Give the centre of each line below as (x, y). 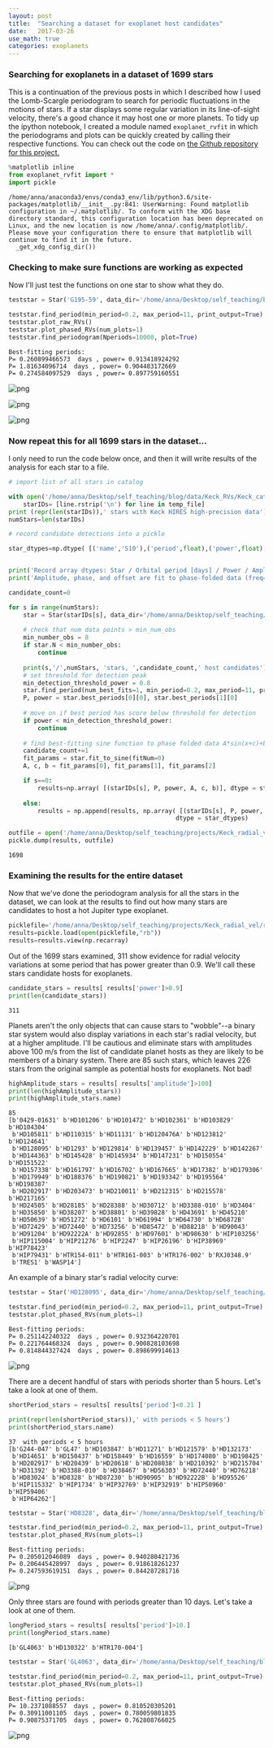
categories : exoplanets (49, 46)
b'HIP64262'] (34, 1499)
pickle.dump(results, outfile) (61, 841)
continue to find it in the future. (70, 240)
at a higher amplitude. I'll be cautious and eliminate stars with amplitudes (130, 1043)
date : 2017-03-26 (41, 31)
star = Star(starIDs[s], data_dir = (83, 615)
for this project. (34, 153)
